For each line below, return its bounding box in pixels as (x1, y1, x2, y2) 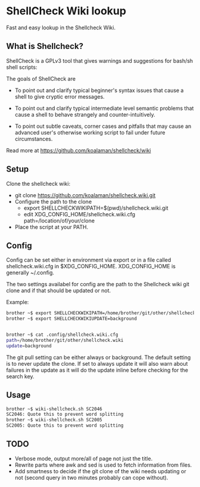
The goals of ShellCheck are (6, 75, 76, 82)
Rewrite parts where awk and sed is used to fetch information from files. (14, 461, 192, 468)
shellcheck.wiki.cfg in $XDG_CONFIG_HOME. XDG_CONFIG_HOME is (6, 263, 176, 270)
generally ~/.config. (6, 269, 55, 276)
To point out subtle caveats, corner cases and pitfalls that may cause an (14, 122, 192, 130)
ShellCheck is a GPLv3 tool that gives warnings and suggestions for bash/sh (6, 57, 193, 64)
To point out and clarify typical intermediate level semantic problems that (14, 105, 194, 112)
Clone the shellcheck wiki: (6, 180, 70, 187)
